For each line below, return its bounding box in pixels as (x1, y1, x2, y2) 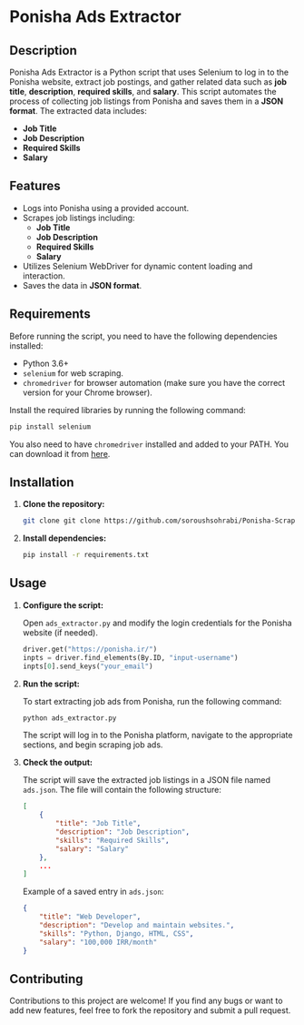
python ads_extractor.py (22, 713, 117, 723)
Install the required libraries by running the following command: (9, 404, 247, 415)
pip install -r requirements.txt (22, 551, 150, 560)
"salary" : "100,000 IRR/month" (39, 938, 158, 947)
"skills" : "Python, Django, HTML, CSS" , (39, 929, 194, 939)
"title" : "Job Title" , (55, 819, 142, 828)
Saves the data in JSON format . (22, 279, 142, 290)
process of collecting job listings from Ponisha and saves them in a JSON (9, 96, 284, 107)
